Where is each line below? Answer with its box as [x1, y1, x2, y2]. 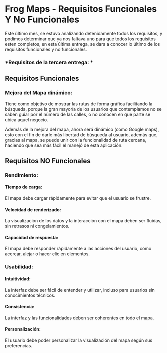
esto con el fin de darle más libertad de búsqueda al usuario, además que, [5, 131, 158, 138]
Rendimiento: [5, 171, 38, 178]
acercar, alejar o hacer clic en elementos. [5, 251, 90, 257]
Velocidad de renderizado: [5, 206, 61, 213]
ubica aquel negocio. [5, 116, 48, 123]
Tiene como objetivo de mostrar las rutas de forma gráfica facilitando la [5, 101, 153, 107]
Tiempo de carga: [5, 184, 42, 190]
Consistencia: [5, 304, 35, 310]
